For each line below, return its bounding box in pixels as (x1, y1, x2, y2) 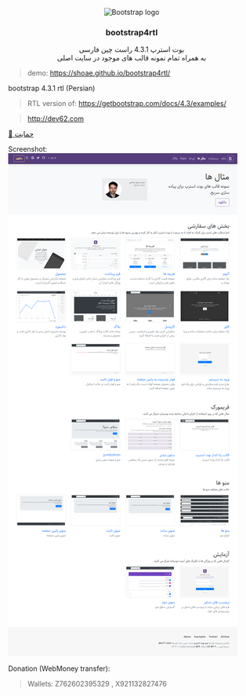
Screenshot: (8, 145, 48, 154)
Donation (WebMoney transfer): (8, 664, 110, 673)
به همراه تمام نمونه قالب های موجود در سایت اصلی (57, 53, 206, 63)
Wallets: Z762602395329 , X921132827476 (27, 680, 167, 689)
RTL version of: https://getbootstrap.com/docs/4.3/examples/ (27, 99, 227, 108)
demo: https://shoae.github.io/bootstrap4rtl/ (27, 68, 171, 78)
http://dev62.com (27, 114, 85, 123)
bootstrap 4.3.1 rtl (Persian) (8, 83, 96, 93)
